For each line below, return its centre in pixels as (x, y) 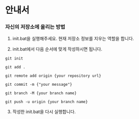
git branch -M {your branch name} (41, 93)
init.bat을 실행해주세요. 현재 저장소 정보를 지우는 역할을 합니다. (73, 39)
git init (14, 59)
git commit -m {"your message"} (39, 85)
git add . (15, 67)
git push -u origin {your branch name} (47, 102)
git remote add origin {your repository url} (53, 76)
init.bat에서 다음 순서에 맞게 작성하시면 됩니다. (57, 49)
